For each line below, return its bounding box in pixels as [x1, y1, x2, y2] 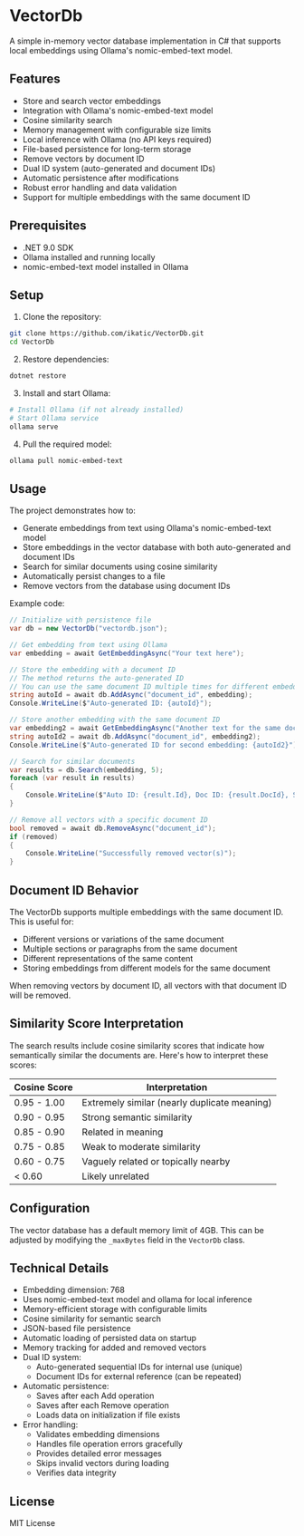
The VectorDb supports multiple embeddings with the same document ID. [9, 907, 283, 917]
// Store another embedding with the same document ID [9, 715, 221, 725]
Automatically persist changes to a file [22, 571, 166, 582]
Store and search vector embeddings [22, 95, 161, 106]
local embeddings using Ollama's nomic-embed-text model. [9, 44, 233, 55]
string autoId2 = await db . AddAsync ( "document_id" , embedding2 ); [9, 731, 261, 741]
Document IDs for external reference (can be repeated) [35, 1371, 242, 1382]
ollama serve [9, 422, 59, 431]
